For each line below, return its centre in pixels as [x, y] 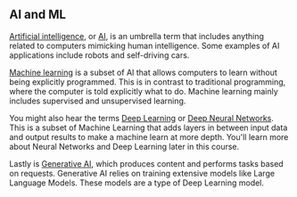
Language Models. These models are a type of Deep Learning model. [137, 183]
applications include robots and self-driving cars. [99, 55]
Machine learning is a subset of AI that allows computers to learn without [144, 72]
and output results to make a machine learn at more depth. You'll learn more [149, 136]
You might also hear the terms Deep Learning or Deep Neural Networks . [142, 118]
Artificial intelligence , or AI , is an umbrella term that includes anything [137, 36]
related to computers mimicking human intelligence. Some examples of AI [144, 45]
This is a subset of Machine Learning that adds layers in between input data [148, 127]
